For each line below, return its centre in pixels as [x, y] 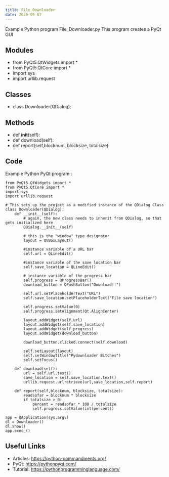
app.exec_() [18, 430]
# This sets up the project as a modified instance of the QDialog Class [85, 205]
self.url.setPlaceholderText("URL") [62, 293]
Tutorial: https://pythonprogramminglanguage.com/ [66, 469]
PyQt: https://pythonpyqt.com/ [45, 464]
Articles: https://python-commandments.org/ [59, 458]
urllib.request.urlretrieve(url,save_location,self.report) [88, 382]
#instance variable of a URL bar [59, 249]
